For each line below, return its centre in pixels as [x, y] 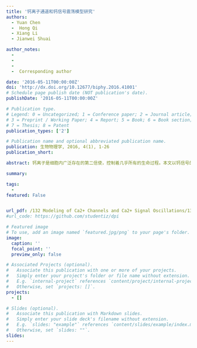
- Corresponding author [42, 71]
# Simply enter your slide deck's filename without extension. [87, 319]
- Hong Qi [25, 28]
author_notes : [23, 50]
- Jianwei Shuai [31, 39]
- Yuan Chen [26, 22]
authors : [17, 17]
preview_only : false [36, 254]
